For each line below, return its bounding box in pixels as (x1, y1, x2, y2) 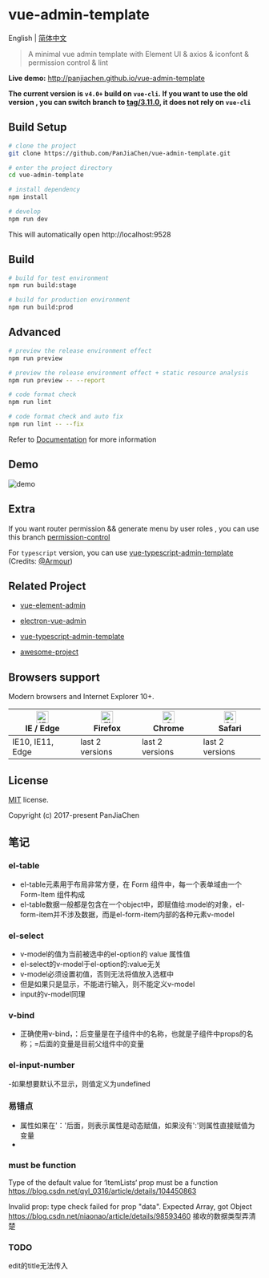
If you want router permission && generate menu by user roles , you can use (8, 524, 259, 533)
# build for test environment (8, 274, 110, 282)
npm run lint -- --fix (8, 420, 84, 428)
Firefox (93, 723, 122, 734)
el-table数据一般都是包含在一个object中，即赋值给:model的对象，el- (19, 900, 246, 909)
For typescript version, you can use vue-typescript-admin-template (8, 548, 234, 557)
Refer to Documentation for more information (8, 435, 157, 444)
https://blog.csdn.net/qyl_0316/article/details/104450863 (8, 1187, 197, 1196)
